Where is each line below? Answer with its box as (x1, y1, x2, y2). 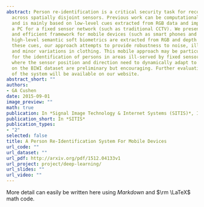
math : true (6, 104, 34, 111)
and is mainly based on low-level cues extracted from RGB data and (12, 20, 189, 26)
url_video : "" (6, 172, 42, 179)
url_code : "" (6, 143, 39, 150)
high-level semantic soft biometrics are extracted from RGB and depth (12, 37, 197, 43)
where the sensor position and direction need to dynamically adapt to (12, 59, 197, 65)
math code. (6, 195, 35, 202)
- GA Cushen (6, 88, 36, 94)
